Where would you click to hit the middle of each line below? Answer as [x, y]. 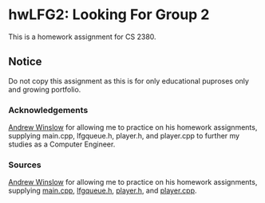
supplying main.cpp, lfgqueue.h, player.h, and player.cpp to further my [124, 136]
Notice [25, 62]
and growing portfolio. [45, 89]
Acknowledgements [48, 110]
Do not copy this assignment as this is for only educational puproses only [129, 80]
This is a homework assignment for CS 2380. [83, 37]
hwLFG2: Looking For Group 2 [109, 15]
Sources [25, 165]
